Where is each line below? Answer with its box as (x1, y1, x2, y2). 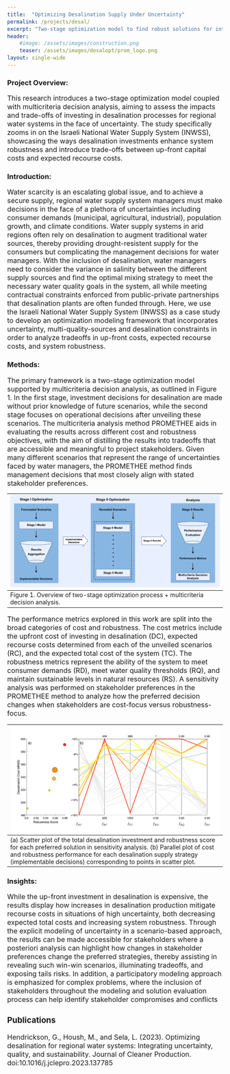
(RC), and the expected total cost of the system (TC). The (7, 648, 192, 658)
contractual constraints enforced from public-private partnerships (7, 290, 220, 300)
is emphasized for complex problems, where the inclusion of (7, 977, 202, 987)
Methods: (7, 360, 40, 369)
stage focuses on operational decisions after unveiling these (7, 410, 202, 419)
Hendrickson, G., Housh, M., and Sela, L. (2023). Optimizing (7, 1032, 201, 1042)
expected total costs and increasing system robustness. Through (7, 918, 217, 927)
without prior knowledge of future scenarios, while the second (7, 401, 208, 411)
